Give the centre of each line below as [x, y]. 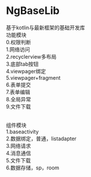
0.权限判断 [19, 42]
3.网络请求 [19, 146]
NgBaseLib [33, 11]
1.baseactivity [22, 132]
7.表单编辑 [18, 92]
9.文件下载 [19, 107]
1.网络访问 [18, 49]
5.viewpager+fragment [33, 77]
